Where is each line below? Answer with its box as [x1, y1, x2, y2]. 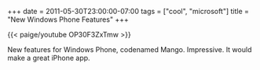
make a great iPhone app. [7, 54, 91, 62]
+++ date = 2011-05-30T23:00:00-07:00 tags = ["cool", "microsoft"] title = [7, 7, 249, 16]
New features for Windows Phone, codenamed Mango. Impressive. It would [7, 45, 252, 54]
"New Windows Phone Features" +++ [7, 15, 129, 24]
